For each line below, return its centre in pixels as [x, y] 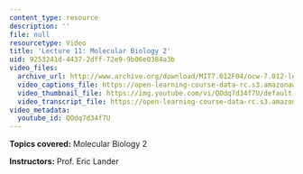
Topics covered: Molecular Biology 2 [78, 144]
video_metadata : [40, 110]
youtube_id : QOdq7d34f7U [64, 118]
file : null [30, 34]
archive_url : [42, 77]
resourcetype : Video [48, 43]
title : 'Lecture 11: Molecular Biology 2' [90, 51]
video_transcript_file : [62, 101]
